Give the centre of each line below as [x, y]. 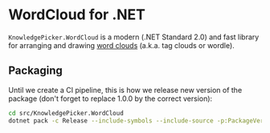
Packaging [35, 71]
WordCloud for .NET [77, 15]
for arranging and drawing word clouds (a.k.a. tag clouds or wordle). [121, 45]
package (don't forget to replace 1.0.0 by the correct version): [110, 99]
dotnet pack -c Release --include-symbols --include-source [111, 121]
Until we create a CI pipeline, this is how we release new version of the [125, 90]
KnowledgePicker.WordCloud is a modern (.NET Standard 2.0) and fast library [134, 37]
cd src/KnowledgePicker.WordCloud [66, 113]
